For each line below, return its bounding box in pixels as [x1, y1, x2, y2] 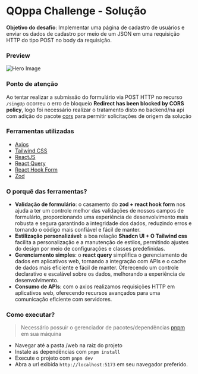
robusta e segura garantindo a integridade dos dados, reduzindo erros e [14, 220, 192, 227]
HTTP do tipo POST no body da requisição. [6, 36, 112, 43]
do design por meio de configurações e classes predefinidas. [14, 245, 165, 253]
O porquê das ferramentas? [6, 187, 87, 195]
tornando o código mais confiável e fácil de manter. [14, 226, 141, 233]
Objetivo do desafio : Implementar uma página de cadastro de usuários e [6, 24, 185, 31]
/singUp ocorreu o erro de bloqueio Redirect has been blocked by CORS [6, 99, 184, 107]
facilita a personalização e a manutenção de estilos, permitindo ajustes [14, 239, 189, 246]
